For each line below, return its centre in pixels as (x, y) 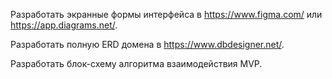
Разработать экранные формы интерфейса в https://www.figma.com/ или (166, 14)
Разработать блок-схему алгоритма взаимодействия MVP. (136, 63)
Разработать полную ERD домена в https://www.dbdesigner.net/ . (147, 44)
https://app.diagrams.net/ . (64, 25)
